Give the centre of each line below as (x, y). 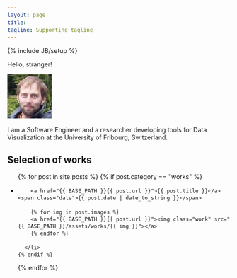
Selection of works (50, 160)
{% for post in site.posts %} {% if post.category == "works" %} (110, 177)
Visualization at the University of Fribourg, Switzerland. (88, 137)
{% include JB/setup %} (42, 51)
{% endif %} (35, 255)
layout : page (27, 15)
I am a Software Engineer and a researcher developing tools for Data (107, 130)
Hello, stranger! (30, 64)
